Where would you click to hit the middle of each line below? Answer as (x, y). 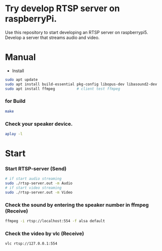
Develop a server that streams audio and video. (52, 38)
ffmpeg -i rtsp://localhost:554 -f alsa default (55, 221)
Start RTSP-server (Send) (36, 169)
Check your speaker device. (39, 124)
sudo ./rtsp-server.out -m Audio (39, 183)
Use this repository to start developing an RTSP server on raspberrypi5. (77, 32)
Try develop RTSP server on (63, 9)
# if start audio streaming (33, 179)
